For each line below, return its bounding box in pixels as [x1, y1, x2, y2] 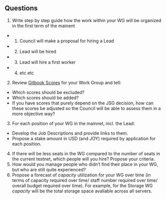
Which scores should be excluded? [12, 89, 85, 95]
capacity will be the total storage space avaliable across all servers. [12, 188, 152, 194]
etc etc [19, 70, 34, 76]
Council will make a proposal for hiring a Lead [19, 38, 114, 44]
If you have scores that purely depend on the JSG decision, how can [12, 100, 154, 106]
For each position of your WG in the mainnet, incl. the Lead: [12, 120, 135, 126]
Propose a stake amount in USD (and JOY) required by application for [12, 135, 156, 141]
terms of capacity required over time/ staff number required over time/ [12, 177, 158, 183]
